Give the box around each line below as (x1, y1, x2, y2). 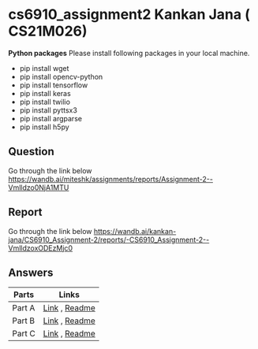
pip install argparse (19, 113, 83, 123)
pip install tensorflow (19, 80, 88, 90)
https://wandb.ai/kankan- (93, 226, 177, 236)
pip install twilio (19, 97, 71, 106)
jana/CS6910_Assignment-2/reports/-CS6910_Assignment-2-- (8, 235, 210, 244)
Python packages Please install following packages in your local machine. (8, 48, 250, 58)
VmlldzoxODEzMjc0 (8, 243, 73, 253)
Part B (12, 315, 36, 326)
